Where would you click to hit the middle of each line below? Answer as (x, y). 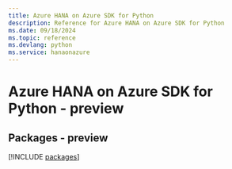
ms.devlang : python (40, 45)
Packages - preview (58, 138)
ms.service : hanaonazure (49, 52)
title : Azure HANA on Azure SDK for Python (81, 15)
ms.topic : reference (42, 38)
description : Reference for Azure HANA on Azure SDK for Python (116, 23)
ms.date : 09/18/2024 (42, 30)
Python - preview (66, 109)
